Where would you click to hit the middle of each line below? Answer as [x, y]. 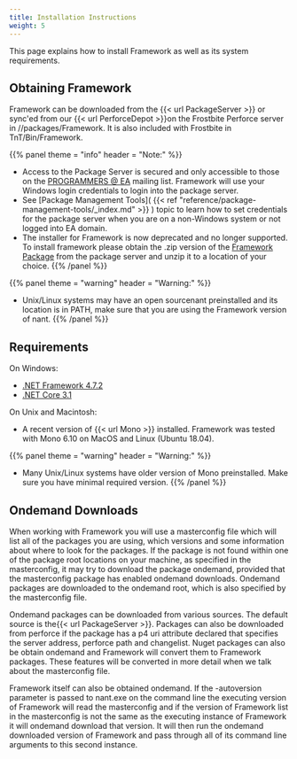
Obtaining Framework [70, 88]
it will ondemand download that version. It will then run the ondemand [137, 725]
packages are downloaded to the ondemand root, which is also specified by [148, 588]
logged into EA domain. [65, 228]
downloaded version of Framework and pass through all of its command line [148, 735]
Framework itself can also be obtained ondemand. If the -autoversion [136, 688]
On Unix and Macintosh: [53, 412]
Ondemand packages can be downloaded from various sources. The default [148, 614]
